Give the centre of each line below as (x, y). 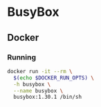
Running (22, 57)
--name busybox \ (38, 90)
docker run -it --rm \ (40, 71)
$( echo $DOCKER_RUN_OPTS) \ (54, 78)
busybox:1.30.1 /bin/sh (47, 97)
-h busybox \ (32, 84)
